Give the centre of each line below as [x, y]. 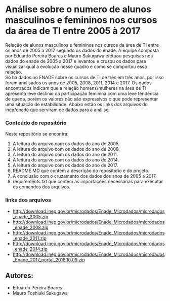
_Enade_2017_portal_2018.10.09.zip [49, 259]
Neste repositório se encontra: [37, 134]
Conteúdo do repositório [36, 123]
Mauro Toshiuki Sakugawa [40, 293]
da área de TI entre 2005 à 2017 [73, 31]
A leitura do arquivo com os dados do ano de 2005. [66, 144]
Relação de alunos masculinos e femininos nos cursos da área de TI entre [82, 45]
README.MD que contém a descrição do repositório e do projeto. [81, 171]
